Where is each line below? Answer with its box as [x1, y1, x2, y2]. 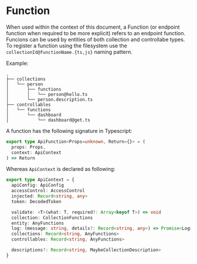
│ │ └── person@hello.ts [6, 91, 88, 97]
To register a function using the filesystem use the [6, 42, 127, 49]
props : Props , [11, 144, 46, 150]
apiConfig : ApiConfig [11, 183, 64, 188]
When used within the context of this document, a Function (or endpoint [6, 23, 180, 30]
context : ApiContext [11, 149, 62, 156]
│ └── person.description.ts [6, 97, 93, 102]
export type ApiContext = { [6, 177, 75, 183]
